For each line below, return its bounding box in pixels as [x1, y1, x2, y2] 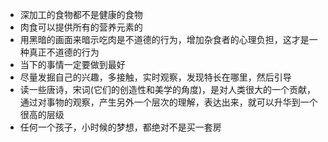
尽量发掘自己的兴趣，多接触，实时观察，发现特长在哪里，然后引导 [19, 71, 292, 83]
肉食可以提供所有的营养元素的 [19, 21, 143, 33]
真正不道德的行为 [28, 46, 100, 58]
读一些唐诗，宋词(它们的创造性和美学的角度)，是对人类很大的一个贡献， [19, 84, 317, 95]
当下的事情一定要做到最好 [19, 59, 126, 70]
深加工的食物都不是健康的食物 [19, 9, 143, 20]
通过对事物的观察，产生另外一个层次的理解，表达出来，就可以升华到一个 [19, 96, 318, 108]
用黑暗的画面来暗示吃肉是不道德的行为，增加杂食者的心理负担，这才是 [19, 34, 310, 45]
